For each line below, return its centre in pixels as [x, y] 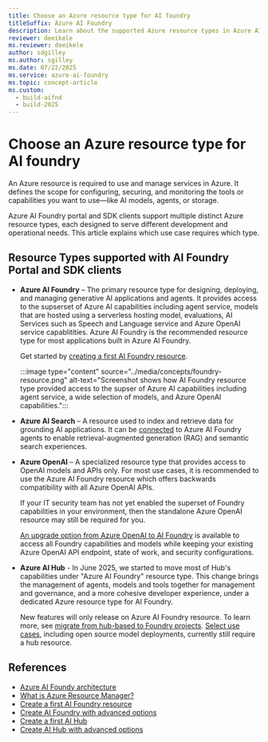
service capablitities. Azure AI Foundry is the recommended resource [134, 331]
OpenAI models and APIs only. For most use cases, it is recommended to [139, 470]
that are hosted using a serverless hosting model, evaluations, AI [126, 315]
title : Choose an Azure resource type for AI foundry [100, 16]
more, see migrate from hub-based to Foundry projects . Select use [130, 625]
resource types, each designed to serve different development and [118, 224]
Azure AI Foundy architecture [68, 687]
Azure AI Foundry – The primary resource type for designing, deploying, [139, 289]
